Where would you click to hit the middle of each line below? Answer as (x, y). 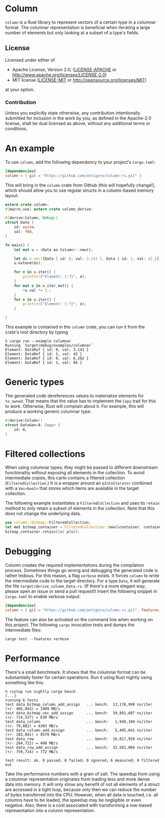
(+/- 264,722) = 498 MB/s (31, 743)
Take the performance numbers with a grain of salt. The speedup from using (82, 774)
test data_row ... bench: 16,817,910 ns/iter (79, 739)
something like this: (25, 682)
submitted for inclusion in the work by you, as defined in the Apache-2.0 (78, 118)
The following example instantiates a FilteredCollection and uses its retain (82, 503)
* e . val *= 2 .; (37, 290)
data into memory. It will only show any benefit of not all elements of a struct (82, 784)
